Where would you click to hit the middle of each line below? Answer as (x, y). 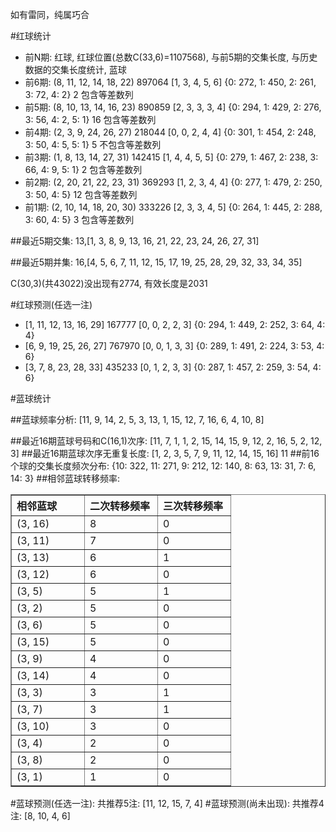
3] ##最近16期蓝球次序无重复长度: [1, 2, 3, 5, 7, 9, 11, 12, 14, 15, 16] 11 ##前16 (165, 453)
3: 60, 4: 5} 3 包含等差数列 (79, 219)
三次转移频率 (193, 506)
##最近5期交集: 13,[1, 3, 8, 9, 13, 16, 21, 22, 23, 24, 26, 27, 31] (135, 241)
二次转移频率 (120, 506)
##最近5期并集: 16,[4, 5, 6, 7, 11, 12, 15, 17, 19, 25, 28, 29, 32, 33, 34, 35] (156, 262)
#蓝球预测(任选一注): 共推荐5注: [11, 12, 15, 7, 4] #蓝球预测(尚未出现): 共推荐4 (167, 803)
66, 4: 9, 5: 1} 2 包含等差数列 (83, 169)
